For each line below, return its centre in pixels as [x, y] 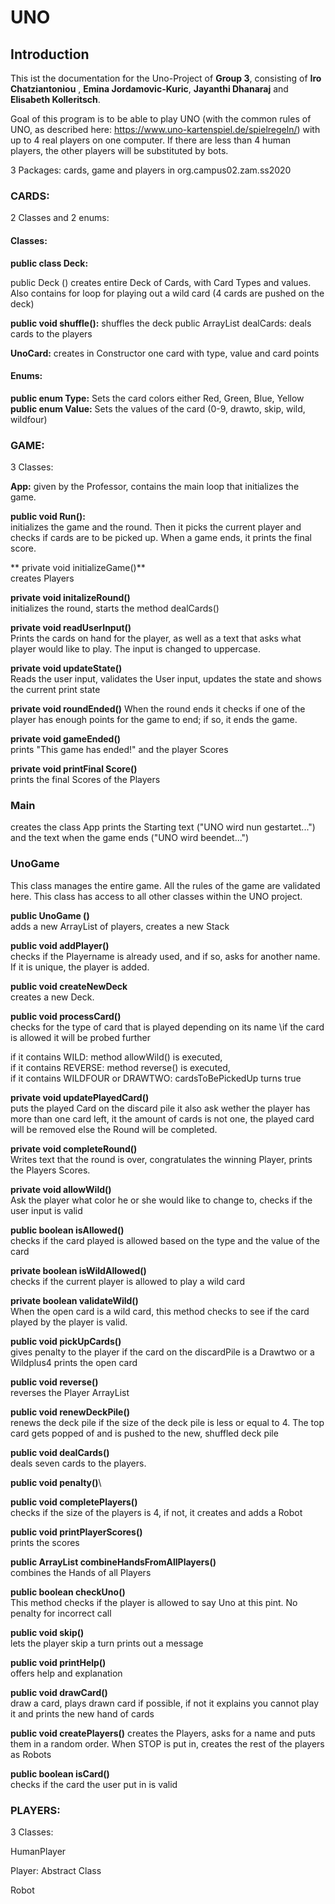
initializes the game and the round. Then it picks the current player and [156, 527]
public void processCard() [66, 1016]
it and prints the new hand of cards [82, 1713]
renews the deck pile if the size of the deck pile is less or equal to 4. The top [167, 1422]
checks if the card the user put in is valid [94, 1784]
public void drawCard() [59, 1692]
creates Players [42, 578]
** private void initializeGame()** [78, 567]
